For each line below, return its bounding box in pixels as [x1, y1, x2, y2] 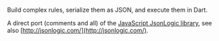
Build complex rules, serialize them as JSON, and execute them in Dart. [7, 6, 208, 14]
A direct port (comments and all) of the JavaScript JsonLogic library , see [7, 19, 212, 27]
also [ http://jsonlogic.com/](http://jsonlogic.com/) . [7, 27, 149, 34]
